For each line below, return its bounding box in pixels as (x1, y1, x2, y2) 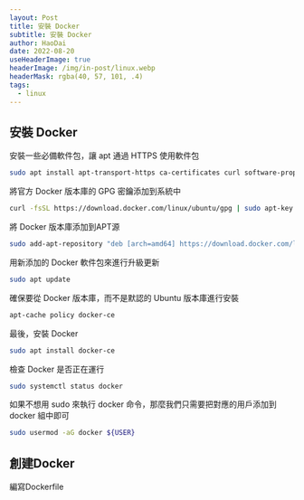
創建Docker (9, 456, 75, 471)
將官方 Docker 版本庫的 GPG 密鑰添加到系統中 (9, 186, 181, 197)
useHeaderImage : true (9, 55, 91, 64)
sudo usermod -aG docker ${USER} (9, 429, 136, 438)
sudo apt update (9, 275, 71, 284)
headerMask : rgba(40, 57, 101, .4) (9, 72, 144, 81)
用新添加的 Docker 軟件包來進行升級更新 (9, 257, 160, 268)
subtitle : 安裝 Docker (9, 30, 92, 39)
